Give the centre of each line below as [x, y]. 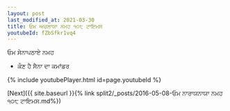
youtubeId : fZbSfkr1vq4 [42, 33]
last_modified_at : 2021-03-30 [51, 20]
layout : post [26, 13]
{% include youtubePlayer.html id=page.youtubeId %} [84, 80]
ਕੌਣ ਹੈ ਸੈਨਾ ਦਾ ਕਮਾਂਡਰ [43, 66]
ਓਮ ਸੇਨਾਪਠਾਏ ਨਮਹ [31, 52]
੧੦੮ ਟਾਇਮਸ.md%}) [34, 101]
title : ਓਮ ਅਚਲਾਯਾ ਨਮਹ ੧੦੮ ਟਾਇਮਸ [55, 26]
